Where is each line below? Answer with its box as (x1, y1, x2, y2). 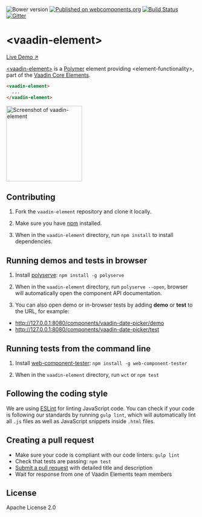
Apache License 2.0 (6, 504, 56, 511)
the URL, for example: (15, 308, 70, 315)
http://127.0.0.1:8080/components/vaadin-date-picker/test (15, 326, 160, 333)
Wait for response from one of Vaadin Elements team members (15, 470, 172, 478)
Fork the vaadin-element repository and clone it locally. (15, 208, 152, 215)
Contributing (6, 192, 56, 202)
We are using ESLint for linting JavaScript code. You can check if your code (6, 405, 195, 412)
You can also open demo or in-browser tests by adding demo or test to (15, 301, 193, 308)
